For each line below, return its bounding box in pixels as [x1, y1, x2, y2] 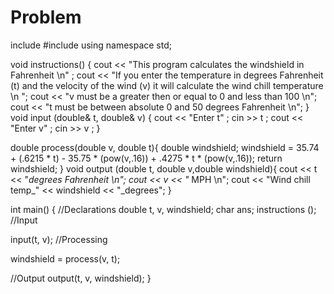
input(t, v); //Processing [10, 233, 108, 245]
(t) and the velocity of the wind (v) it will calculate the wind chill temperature [10, 79, 324, 91]
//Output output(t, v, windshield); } [10, 272, 152, 284]
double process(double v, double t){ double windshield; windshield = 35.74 [10, 141, 320, 153]
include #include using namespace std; [10, 39, 172, 51]
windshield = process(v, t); [10, 252, 121, 265]
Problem [10, 6, 82, 29]
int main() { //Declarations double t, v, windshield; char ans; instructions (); [10, 203, 317, 215]
